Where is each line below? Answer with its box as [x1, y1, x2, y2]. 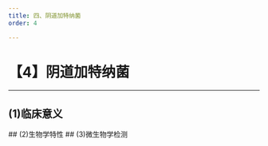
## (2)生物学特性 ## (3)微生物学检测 [8, 129, 128, 140]
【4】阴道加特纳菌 [8, 63, 130, 81]
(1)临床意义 [8, 107, 63, 120]
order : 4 [8, 19, 37, 27]
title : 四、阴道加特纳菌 [8, 11, 81, 20]
